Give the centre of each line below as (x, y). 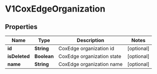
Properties (21, 27)
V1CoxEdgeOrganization (55, 9)
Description (91, 40)
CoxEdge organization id (86, 48)
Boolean (44, 56)
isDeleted (19, 56)
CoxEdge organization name (91, 64)
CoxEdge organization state (90, 56)
